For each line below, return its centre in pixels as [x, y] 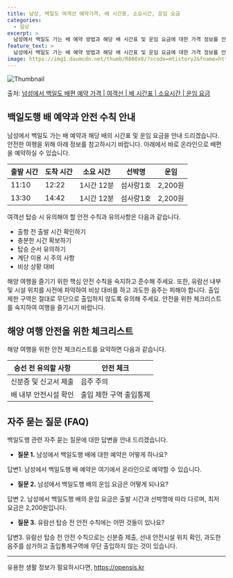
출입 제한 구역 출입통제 [115, 395]
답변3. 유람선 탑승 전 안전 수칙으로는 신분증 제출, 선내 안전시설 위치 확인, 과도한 [114, 538]
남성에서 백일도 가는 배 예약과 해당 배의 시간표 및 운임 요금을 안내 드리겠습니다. [113, 135]
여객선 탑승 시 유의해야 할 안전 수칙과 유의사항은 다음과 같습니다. [94, 217]
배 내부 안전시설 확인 [42, 395]
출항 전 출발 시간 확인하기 [52, 231]
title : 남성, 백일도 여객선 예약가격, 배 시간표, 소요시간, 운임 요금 [94, 14]
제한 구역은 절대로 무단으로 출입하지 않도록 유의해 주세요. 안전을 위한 [100, 298]
